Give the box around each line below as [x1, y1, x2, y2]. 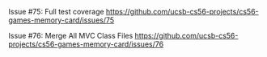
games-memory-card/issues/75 [8, 15, 115, 25]
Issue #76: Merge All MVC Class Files [8, 31, 133, 40]
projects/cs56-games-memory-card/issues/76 [8, 39, 164, 49]
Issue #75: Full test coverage [8, 7, 104, 16]
